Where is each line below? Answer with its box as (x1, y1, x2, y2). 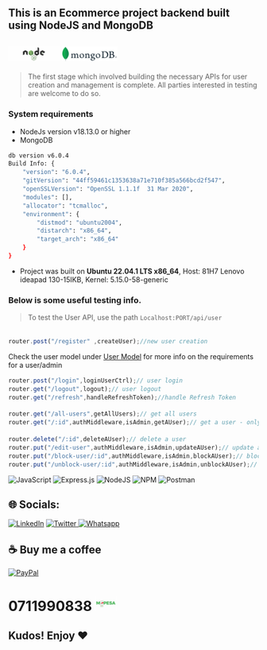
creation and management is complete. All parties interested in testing (27, 80, 257, 90)
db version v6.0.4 (8, 151, 69, 160)
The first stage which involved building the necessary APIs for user (27, 72, 248, 82)
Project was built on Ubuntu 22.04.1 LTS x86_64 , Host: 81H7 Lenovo (19, 266, 245, 276)
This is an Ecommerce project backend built (8, 6, 230, 20)
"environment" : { (22, 210, 80, 218)
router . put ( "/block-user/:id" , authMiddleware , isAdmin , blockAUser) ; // (8, 452, 244, 460)
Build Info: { (8, 160, 56, 168)
